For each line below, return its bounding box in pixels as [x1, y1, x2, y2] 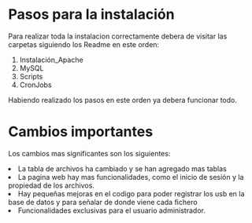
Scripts [19, 71, 43, 81]
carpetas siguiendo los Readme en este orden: [8, 39, 160, 49]
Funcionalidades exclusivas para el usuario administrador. [18, 206, 206, 215]
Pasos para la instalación [8, 5, 175, 24]
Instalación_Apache [19, 55, 84, 64]
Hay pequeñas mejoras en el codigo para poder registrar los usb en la [18, 188, 245, 198]
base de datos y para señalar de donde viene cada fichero [8, 197, 198, 207]
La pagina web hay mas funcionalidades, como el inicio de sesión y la [18, 172, 244, 181]
